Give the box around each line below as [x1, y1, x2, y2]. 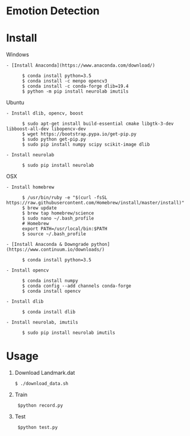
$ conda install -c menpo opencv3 [21, 78, 108, 84]
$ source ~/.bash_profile [21, 231, 86, 237]
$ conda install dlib [21, 309, 76, 315]
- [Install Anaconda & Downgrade [6, 242, 89, 248]
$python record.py [17, 403, 64, 409]
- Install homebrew [6, 184, 55, 191]
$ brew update [21, 205, 58, 211]
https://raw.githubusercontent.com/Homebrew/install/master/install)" [6, 200, 185, 206]
